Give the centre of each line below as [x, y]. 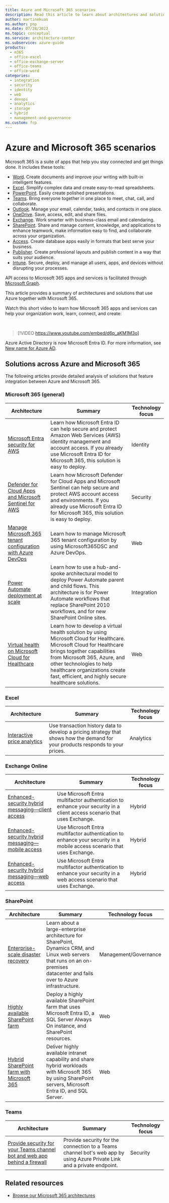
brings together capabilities [83, 651]
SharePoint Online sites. [78, 618]
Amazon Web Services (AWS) [85, 435]
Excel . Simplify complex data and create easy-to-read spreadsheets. [83, 187]
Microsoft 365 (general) [35, 394]
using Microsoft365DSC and [84, 546]
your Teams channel [32, 1149]
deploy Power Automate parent [87, 580]
